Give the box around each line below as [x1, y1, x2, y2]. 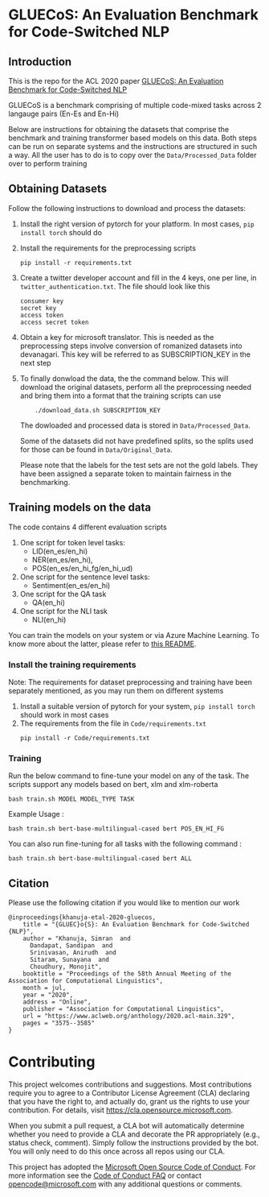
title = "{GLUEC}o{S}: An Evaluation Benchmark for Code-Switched [22, 921, 250, 929]
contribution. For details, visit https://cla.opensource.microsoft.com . [8, 1105, 234, 1115]
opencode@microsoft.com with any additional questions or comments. [8, 1178, 243, 1189]
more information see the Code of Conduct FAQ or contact [8, 1170, 202, 1180]
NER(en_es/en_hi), [31, 554, 94, 565]
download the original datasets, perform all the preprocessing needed [19, 382, 251, 391]
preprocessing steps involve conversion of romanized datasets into [19, 341, 243, 350]
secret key [19, 304, 57, 312]
